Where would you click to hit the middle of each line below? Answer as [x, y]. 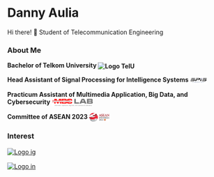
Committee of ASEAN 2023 [48, 117]
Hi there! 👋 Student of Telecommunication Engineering [85, 32]
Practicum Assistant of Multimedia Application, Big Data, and [98, 95]
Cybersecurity [29, 102]
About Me [24, 50]
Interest [21, 136]
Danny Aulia [43, 13]
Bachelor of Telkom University [52, 66]
